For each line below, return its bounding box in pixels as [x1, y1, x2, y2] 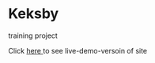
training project [8, 31, 58, 40]
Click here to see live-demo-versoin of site [8, 46, 148, 55]
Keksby [8, 5, 59, 23]
